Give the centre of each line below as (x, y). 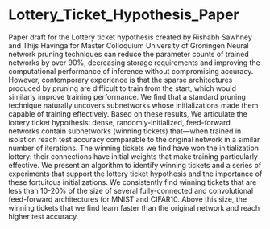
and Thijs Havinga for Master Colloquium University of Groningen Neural (129, 45)
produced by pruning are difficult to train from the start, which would (122, 88)
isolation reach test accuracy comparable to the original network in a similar (134, 139)
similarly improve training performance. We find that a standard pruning (127, 96)
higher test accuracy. (44, 216)
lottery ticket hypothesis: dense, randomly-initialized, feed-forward (120, 122)
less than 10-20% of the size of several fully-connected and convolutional (131, 190)
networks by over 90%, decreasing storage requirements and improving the (134, 63)
